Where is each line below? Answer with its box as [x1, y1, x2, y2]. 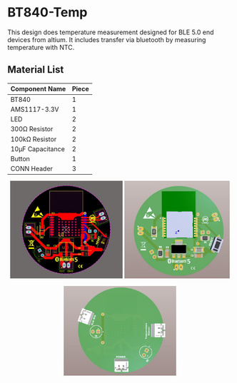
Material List [7, 63, 64, 76]
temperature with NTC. [7, 43, 75, 51]
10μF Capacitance [10, 144, 66, 153]
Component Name [10, 85, 66, 93]
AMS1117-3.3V [10, 105, 59, 113]
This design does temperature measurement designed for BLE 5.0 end [7, 28, 214, 36]
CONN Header [10, 165, 54, 173]
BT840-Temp [7, 4, 88, 21]
